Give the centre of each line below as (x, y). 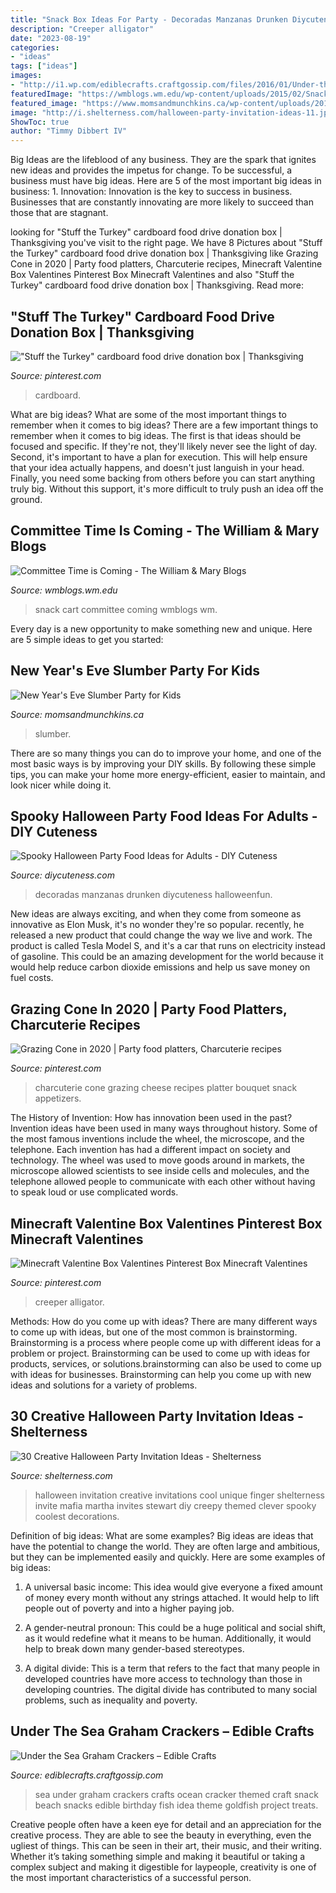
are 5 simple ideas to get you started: (87, 639)
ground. (26, 499)
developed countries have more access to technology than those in (163, 1678)
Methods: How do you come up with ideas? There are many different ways (164, 1321)
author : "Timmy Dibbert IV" (69, 131)
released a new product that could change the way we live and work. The (161, 935)
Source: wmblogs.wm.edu (64, 590)
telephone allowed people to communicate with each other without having (163, 1182)
